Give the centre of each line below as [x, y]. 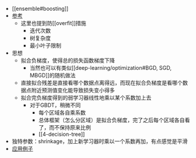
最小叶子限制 [45, 45]
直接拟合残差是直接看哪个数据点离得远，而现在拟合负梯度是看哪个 [102, 83]
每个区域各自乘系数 [62, 112]
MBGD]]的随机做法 [52, 75]
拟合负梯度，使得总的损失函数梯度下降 [68, 60]
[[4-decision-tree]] [62, 134]
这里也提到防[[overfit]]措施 [53, 23]
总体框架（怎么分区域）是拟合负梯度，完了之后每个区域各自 [112, 120]
